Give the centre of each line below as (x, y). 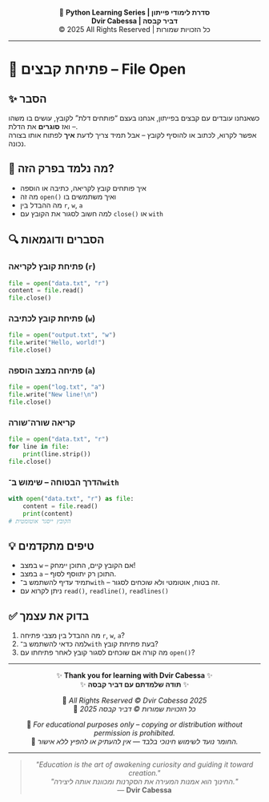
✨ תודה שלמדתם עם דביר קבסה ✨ (134, 684)
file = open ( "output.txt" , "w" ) (62, 335)
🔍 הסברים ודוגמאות (56, 240)
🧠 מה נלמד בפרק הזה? (61, 169)
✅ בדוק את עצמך (49, 616)
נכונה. (17, 143)
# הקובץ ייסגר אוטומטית (40, 521)
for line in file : (39, 447)
